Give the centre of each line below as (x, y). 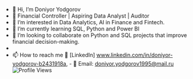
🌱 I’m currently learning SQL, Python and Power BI (76, 29)
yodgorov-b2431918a (39, 64)
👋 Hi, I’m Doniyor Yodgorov (46, 9)
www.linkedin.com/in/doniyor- (135, 55)
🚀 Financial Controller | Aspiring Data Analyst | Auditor (81, 16)
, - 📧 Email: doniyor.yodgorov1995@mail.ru (120, 64)
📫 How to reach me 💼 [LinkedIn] (53, 55)
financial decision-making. (46, 42)
